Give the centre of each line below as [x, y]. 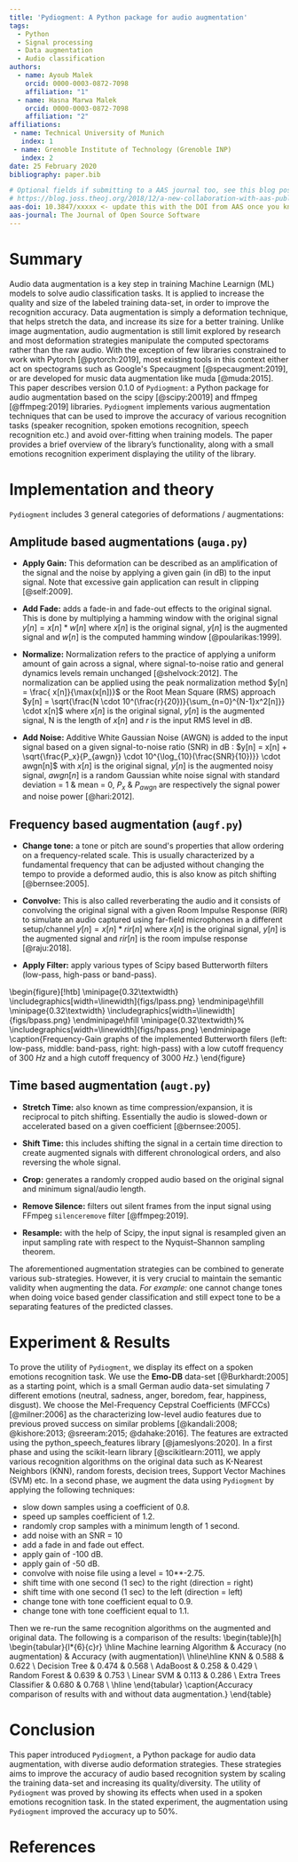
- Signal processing [55, 42]
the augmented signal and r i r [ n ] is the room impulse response [135, 939]
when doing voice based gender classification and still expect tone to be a [145, 1297]
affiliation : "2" [57, 116]
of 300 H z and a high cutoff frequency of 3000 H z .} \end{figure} [127, 1058]
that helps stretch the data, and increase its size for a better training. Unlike [147, 322]
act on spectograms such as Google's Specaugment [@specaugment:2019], [149, 369]
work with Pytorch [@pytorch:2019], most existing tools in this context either [149, 359]
